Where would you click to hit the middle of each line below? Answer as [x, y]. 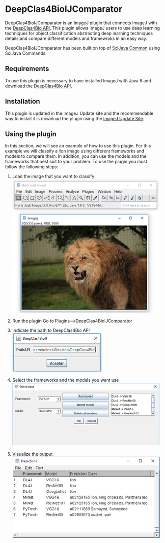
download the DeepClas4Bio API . [39, 86]
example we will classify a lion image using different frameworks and [75, 151]
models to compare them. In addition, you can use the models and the [76, 156]
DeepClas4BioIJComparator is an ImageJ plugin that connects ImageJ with [81, 23]
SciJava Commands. [26, 53]
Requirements [27, 69]
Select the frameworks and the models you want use [66, 380]
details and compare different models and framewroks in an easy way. [76, 38]
